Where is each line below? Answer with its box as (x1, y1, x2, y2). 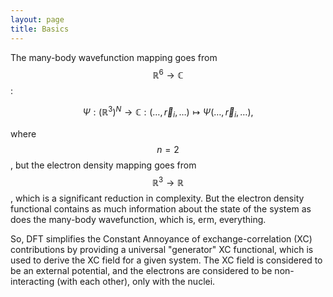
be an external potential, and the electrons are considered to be (10, 265, 273, 277)
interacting (10, 276, 55, 288)
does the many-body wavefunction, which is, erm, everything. (10, 214, 267, 226)
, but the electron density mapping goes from (10, 159, 197, 171)
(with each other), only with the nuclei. (56, 276, 216, 288)
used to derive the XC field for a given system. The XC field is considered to (10, 254, 323, 266)
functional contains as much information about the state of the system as (10, 203, 312, 215)
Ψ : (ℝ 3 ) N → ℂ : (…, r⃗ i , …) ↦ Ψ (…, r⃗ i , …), (82, 104, 254, 120)
